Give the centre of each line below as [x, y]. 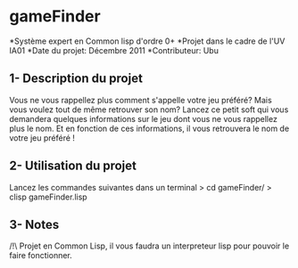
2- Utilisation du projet [73, 166]
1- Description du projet [76, 79]
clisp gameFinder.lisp [48, 197]
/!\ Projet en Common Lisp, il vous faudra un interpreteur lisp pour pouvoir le [149, 246]
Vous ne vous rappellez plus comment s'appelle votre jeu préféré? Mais [141, 100]
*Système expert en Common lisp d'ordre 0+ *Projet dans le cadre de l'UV [147, 41]
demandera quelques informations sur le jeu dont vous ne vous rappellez [144, 118]
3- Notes [34, 224]
